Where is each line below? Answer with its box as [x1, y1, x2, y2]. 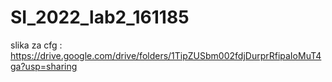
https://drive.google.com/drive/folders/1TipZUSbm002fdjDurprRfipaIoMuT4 [10, 49, 322, 61]
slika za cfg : [10, 39, 63, 51]
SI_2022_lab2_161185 [10, 6, 190, 29]
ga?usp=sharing [10, 60, 78, 72]
